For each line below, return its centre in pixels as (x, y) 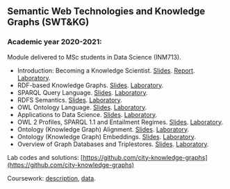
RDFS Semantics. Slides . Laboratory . (70, 100)
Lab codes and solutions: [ (45, 157)
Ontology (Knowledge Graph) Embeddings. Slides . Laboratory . (107, 136)
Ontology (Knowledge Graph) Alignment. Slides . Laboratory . (103, 129)
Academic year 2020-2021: (55, 42)
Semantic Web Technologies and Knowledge (106, 11)
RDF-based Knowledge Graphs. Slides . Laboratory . (90, 85)
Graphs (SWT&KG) (48, 22)
